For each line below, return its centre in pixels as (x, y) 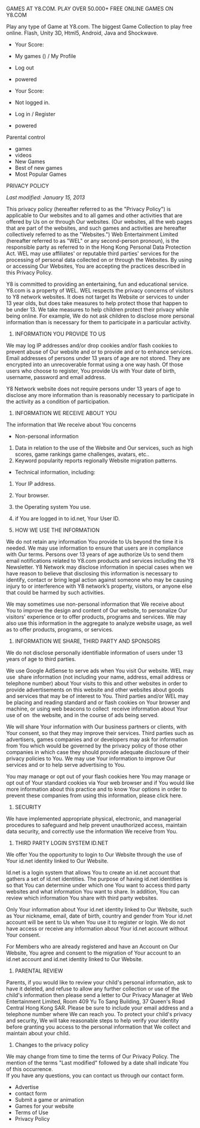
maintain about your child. (38, 1033)
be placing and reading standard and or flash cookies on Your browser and (98, 702)
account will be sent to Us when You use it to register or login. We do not (96, 922)
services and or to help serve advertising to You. (66, 765)
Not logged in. (32, 102)
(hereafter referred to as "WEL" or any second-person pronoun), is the (93, 241)
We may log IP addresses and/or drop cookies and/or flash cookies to (92, 345)
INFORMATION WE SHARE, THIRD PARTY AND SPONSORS (87, 641)
